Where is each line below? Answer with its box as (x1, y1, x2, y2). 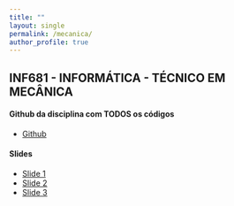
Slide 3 (21, 187, 48, 198)
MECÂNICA (9, 84, 73, 99)
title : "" (9, 12, 46, 22)
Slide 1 (21, 169, 46, 179)
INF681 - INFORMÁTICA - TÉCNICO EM (9, 70, 226, 85)
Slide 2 (21, 178, 48, 188)
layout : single (9, 21, 65, 30)
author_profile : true (9, 37, 89, 47)
